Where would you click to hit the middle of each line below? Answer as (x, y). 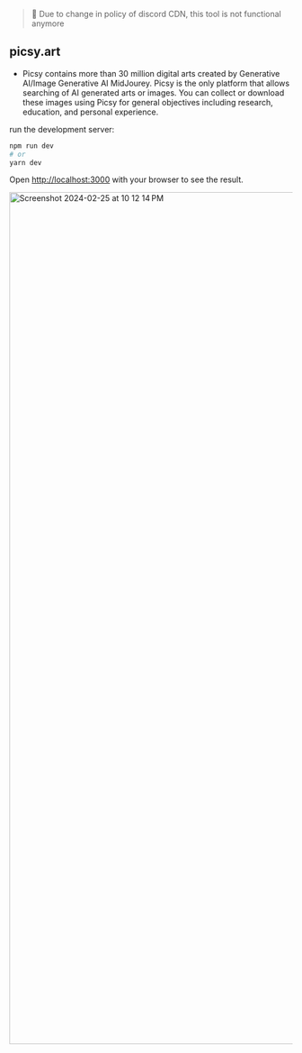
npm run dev (31, 146)
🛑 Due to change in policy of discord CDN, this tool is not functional (156, 14)
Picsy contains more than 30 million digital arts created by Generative (151, 73)
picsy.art (35, 52)
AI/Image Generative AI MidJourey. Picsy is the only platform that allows (156, 83)
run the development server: (62, 129)
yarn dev (26, 162)
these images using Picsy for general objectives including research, (148, 102)
